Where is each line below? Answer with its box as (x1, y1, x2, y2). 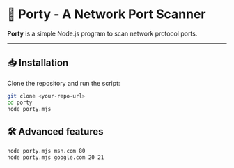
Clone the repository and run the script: (7, 79, 120, 87)
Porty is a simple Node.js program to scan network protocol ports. (7, 29, 198, 38)
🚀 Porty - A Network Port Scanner (7, 6, 206, 22)
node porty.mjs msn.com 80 (7, 148, 86, 155)
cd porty (7, 99, 33, 106)
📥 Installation (7, 57, 69, 69)
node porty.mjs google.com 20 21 (7, 154, 104, 161)
